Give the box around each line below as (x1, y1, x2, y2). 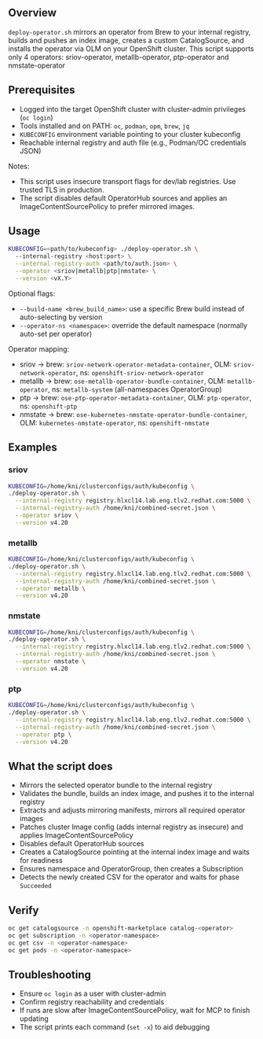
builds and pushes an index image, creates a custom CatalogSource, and (8, 35, 245, 45)
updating (19, 1014, 49, 1023)
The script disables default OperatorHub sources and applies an (19, 193, 228, 203)
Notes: (8, 161, 30, 171)
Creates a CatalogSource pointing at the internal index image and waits (19, 847, 250, 857)
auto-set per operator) (19, 329, 93, 338)
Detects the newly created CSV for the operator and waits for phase (19, 872, 239, 882)
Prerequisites (8, 83, 75, 97)
